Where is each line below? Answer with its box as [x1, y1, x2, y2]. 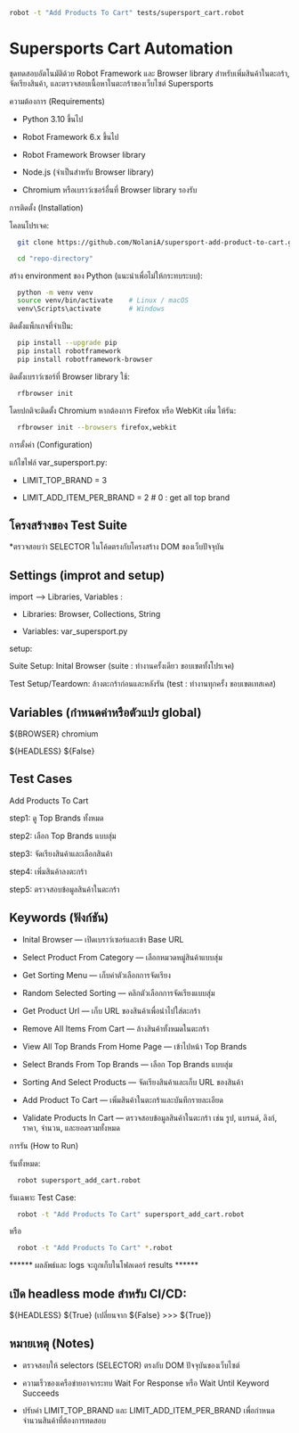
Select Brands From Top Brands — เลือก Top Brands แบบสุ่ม [21, 1058, 233, 1069]
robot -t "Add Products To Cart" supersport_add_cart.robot [17, 1209, 245, 1219]
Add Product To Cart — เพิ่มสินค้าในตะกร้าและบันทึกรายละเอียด [21, 1094, 224, 1105]
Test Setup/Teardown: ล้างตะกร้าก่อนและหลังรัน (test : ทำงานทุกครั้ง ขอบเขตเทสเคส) [9, 679, 277, 689]
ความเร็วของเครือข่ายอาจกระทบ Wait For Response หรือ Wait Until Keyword [21, 1378, 270, 1388]
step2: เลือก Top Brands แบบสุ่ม [9, 830, 117, 841]
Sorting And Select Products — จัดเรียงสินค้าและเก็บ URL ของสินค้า [21, 1076, 244, 1087]
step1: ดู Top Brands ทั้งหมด [9, 812, 104, 823]
